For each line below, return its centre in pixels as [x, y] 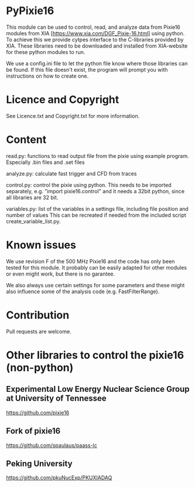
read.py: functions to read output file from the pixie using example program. [97, 156]
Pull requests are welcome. [39, 331]
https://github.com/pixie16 [38, 412]
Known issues [41, 245]
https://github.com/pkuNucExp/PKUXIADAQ [59, 478]
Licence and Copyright [63, 100]
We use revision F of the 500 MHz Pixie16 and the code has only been [90, 261]
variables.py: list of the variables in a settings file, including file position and [97, 209]
